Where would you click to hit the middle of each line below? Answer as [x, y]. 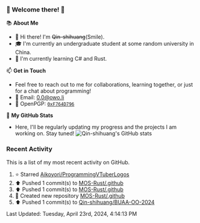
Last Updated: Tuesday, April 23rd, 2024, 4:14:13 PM [72, 213]
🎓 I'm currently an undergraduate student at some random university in [105, 44]
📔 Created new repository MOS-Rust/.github [70, 195]
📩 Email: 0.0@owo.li [39, 97]
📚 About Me [23, 23]
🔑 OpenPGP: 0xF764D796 [45, 104]
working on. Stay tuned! [45, 133]
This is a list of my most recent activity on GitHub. [68, 162]
